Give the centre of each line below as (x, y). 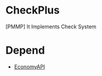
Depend (25, 50)
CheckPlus (33, 10)
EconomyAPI (29, 67)
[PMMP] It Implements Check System (51, 27)
